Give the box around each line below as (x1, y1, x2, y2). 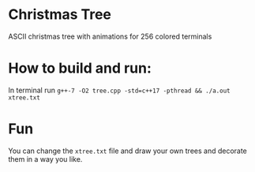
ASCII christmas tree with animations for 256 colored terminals (8, 32, 212, 41)
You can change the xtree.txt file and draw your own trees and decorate (8, 146, 247, 155)
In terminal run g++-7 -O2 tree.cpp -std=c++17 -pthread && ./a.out (8, 85, 231, 95)
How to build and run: (8, 59, 152, 77)
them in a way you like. (8, 154, 83, 163)
